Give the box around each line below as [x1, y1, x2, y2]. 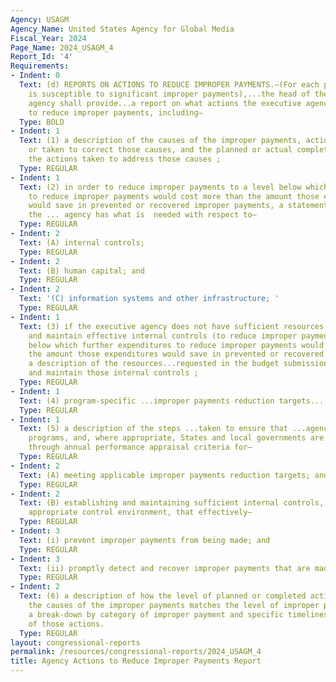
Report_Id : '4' [10, 52, 74, 62]
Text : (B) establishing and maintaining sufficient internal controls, [19, 498, 325, 508]
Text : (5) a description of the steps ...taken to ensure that [19, 424, 288, 434]
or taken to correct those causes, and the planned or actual [28, 145, 293, 155]
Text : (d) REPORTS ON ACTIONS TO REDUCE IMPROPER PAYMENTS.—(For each [19, 80, 320, 90]
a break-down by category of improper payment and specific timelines [28, 609, 329, 620]
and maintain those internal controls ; [28, 368, 199, 378]
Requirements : [10, 61, 70, 71]
